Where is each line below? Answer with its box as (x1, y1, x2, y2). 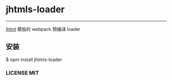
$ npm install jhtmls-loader (6, 56, 62, 63)
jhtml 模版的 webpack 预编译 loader (6, 26, 81, 32)
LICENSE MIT (6, 69, 39, 76)
